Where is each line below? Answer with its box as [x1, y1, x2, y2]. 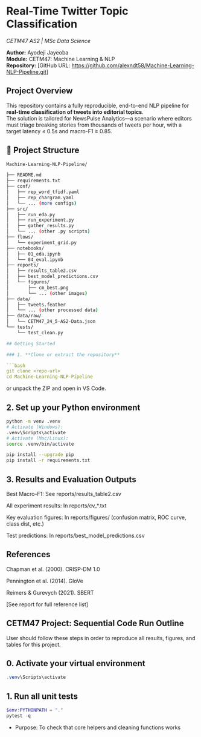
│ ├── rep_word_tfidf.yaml [6, 189, 80, 195]
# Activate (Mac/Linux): [6, 435, 69, 441]
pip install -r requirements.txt [6, 457, 91, 464]
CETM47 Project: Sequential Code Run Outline [6, 618, 184, 629]
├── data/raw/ [6, 313, 42, 319]
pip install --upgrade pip [6, 452, 74, 458]
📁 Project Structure [6, 145, 80, 156]
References [6, 549, 51, 560]
